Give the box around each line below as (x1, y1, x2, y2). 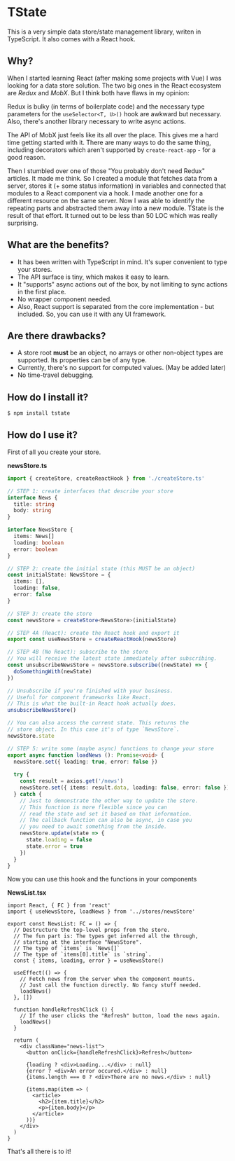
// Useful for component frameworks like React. (7, 694, 152, 701)
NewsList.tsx (7, 888, 47, 897)
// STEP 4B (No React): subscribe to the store (7, 649, 149, 656)
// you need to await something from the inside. (20, 823, 168, 830)
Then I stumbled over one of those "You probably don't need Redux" (7, 166, 205, 175)
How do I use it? (7, 429, 78, 441)
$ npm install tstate (7, 410, 71, 417)
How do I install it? (7, 391, 89, 403)
